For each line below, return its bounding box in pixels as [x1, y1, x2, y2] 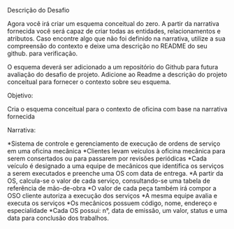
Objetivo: [7, 91, 34, 99]
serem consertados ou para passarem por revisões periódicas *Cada [7, 154, 207, 162]
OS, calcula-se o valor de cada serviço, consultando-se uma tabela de [7, 176, 211, 185]
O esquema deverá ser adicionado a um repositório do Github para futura [7, 63, 219, 71]
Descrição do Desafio [7, 6, 70, 14]
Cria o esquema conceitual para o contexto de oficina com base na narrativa [7, 105, 228, 113]
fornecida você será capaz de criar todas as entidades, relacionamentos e [7, 27, 221, 35]
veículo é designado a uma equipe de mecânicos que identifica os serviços [7, 162, 224, 170]
